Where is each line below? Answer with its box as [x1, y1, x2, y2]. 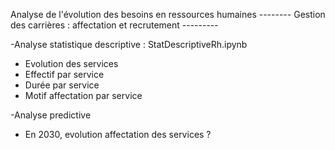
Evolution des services [24, 58, 119, 69]
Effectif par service [24, 69, 105, 80]
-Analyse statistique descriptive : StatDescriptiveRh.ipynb [10, 39, 248, 50]
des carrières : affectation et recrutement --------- [10, 19, 219, 31]
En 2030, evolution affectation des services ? [24, 129, 212, 140]
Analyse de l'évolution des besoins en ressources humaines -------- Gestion [10, 9, 326, 20]
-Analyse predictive [10, 109, 92, 121]
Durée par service [24, 79, 100, 91]
